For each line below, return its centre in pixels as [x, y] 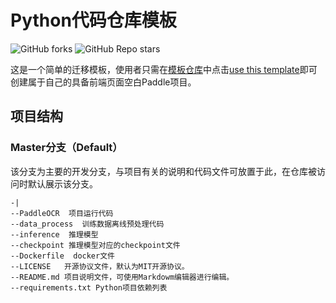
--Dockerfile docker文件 [62, 256]
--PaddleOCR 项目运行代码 [62, 213]
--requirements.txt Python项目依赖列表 [89, 287]
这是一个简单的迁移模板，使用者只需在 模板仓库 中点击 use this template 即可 [164, 69]
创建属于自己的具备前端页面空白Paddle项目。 [103, 82]
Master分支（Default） [66, 148]
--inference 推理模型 [54, 234]
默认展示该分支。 [62, 183]
